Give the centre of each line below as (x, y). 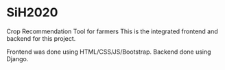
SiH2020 (32, 13)
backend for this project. (41, 38)
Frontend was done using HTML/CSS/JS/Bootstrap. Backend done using (109, 52)
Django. (17, 58)
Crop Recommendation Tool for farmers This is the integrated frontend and (113, 31)
